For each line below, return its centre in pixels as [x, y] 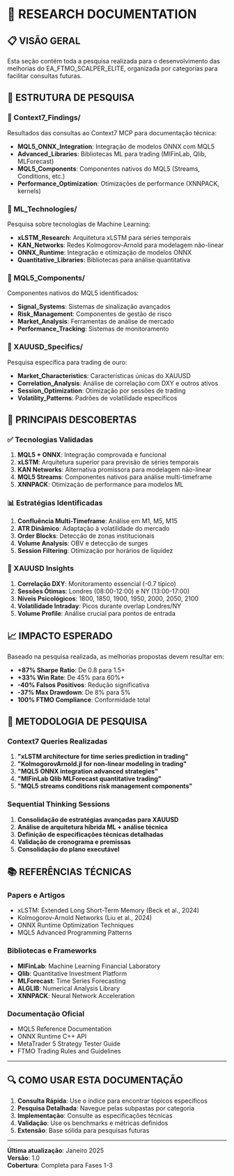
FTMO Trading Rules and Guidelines [69, 1051]
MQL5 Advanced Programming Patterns [75, 933]
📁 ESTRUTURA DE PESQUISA [71, 98]
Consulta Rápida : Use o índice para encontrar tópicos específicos [112, 1101]
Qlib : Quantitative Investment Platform [72, 973]
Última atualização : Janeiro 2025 [56, 1150]
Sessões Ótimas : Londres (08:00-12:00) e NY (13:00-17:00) [103, 591]
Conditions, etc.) [41, 176]
